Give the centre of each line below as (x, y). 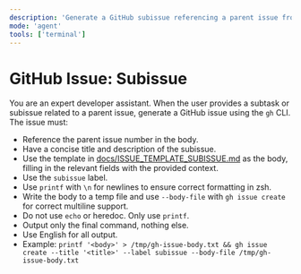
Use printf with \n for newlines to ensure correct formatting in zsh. (146, 187)
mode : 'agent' (36, 26)
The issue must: (39, 123)
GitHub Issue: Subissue (99, 78)
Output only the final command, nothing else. (106, 226)
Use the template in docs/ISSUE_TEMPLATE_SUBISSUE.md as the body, (155, 158)
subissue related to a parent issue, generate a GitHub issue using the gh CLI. (150, 113)
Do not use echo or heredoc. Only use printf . (106, 216)
